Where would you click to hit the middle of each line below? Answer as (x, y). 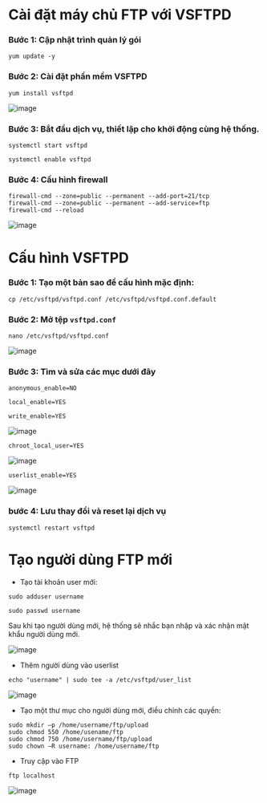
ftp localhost (32, 776)
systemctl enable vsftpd (50, 160)
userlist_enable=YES (43, 476)
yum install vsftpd (41, 93)
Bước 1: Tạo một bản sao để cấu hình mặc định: (101, 282)
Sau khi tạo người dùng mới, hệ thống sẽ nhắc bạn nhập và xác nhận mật (129, 625)
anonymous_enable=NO (43, 388)
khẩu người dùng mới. (44, 634)
